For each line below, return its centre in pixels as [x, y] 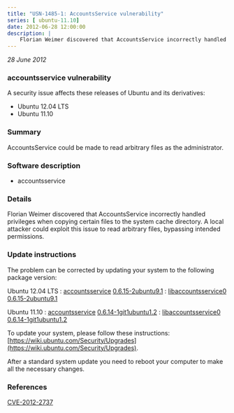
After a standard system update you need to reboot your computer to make [115, 361]
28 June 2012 [27, 59]
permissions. [26, 237]
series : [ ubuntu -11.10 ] [43, 20]
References [27, 387]
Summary [24, 132]
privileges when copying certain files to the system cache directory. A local [116, 222]
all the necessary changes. [46, 369]
